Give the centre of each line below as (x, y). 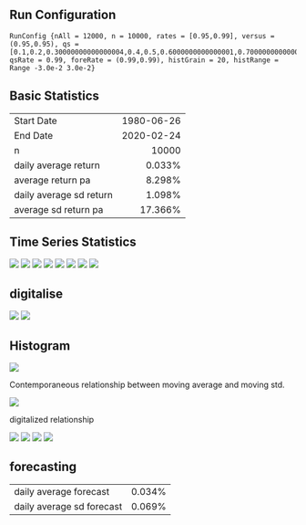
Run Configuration (63, 15)
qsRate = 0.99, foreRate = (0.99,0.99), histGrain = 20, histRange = (144, 60)
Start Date (36, 121)
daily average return (57, 165)
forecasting (43, 467)
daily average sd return (64, 194)
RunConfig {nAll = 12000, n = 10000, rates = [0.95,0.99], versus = (142, 36)
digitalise (36, 294)
